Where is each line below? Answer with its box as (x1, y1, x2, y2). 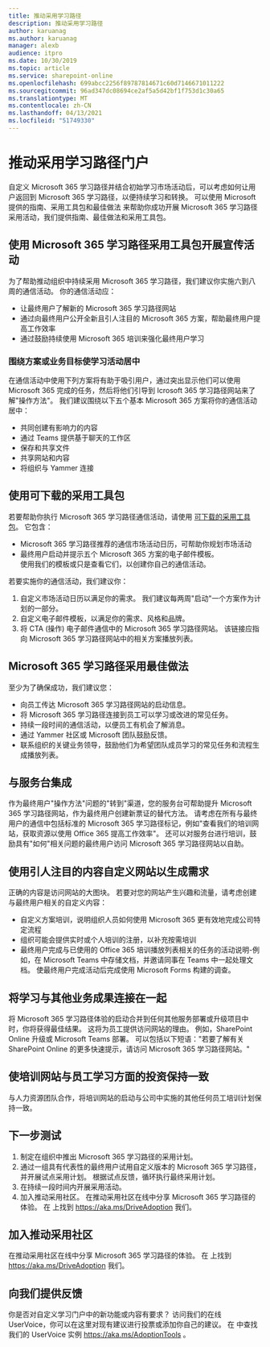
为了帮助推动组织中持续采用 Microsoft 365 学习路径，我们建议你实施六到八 (8, 276, 256, 286)
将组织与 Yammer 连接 (19, 462, 95, 472)
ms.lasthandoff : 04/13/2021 (8, 110, 103, 118)
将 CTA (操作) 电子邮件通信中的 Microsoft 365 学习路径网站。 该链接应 (19, 624, 253, 633)
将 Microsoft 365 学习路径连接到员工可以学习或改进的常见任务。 (19, 710, 233, 719)
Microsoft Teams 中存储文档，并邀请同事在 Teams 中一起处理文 (43, 955, 254, 965)
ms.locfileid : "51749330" (8, 117, 95, 125)
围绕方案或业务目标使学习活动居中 (8, 355, 141, 367)
